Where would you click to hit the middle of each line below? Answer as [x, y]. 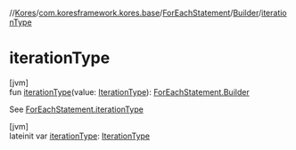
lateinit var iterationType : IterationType [80, 136]
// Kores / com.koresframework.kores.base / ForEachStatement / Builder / [136, 13]
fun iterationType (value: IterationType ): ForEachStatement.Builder [129, 91]
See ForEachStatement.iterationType [77, 109]
